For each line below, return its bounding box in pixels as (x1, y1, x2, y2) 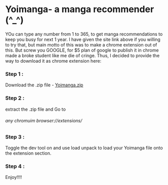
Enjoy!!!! (5, 174, 22, 180)
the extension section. (5, 150, 52, 156)
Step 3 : (5, 133, 25, 140)
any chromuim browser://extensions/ (5, 118, 82, 124)
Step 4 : (5, 163, 25, 170)
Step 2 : (5, 95, 25, 102)
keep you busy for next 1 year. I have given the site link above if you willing (5, 36, 161, 42)
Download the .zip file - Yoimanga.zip (5, 82, 83, 88)
